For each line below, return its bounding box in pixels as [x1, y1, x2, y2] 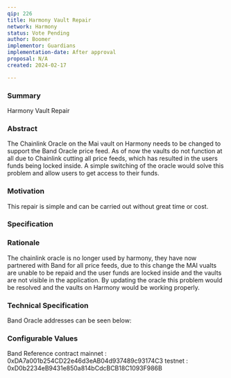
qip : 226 [7, 10, 33, 17]
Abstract [7, 123, 38, 133]
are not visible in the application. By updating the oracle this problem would [7, 275, 223, 284]
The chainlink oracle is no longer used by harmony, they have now [7, 254, 197, 262]
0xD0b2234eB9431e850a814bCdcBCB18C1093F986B [7, 364, 163, 372]
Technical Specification [7, 300, 89, 310]
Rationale [7, 238, 40, 248]
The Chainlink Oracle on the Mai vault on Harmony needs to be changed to [7, 139, 221, 148]
